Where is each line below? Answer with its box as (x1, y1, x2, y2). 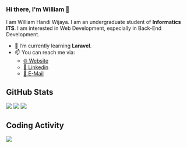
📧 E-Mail (23, 70, 44, 77)
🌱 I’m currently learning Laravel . (14, 42, 92, 49)
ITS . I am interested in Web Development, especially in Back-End (6, 25, 162, 32)
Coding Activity (6, 120, 64, 130)
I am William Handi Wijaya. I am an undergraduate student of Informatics (6, 19, 182, 26)
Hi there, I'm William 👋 (6, 5, 70, 13)
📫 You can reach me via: (14, 49, 75, 56)
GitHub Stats (6, 87, 54, 97)
